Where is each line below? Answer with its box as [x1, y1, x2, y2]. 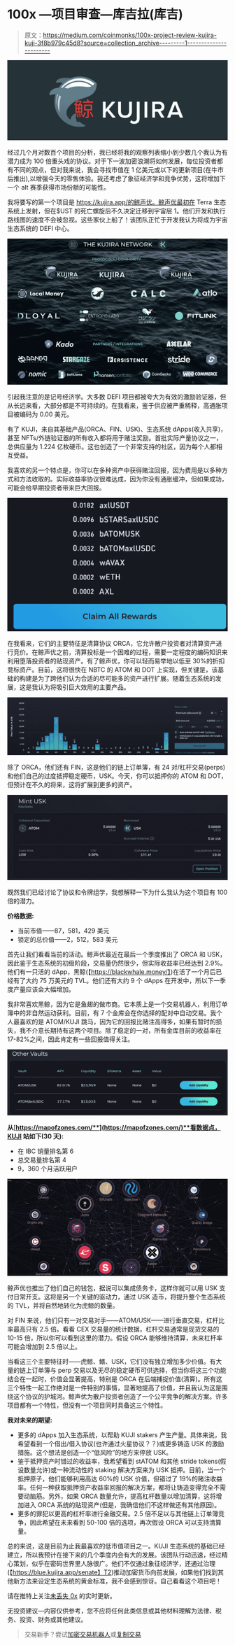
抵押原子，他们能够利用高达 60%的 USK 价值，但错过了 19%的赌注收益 [17, 1474, 222, 1483]
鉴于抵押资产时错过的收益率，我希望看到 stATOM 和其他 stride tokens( [17, 1457, 220, 1466]
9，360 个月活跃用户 [17, 1164, 78, 1173]
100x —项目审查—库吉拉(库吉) [7, 6, 183, 22]
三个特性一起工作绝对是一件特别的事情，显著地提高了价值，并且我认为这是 [7, 1383, 222, 1392]
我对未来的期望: [7, 1416, 52, 1425]
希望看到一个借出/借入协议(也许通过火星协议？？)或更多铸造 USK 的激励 [17, 1439, 225, 1448]
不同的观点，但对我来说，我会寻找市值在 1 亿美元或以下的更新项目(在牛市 [13, 166, 224, 174]
